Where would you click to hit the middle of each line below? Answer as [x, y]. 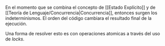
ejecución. [16, 24]
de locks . [15, 39]
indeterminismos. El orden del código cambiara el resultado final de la [78, 18]
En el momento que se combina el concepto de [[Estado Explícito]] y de [80, 7]
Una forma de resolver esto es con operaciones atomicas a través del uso [83, 33]
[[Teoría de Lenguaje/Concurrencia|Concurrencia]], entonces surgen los [81, 13]
